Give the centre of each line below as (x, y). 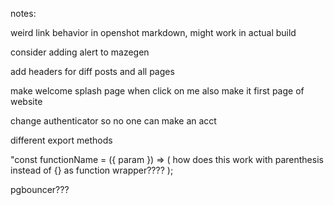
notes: (23, 13)
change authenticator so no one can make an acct (113, 121)
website (26, 101)
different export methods (61, 140)
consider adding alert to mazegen (80, 52)
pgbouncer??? (40, 189)
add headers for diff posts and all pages (92, 71)
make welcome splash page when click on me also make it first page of (157, 91)
